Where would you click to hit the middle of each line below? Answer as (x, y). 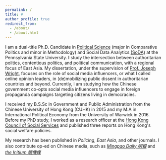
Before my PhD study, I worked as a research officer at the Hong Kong (77, 120)
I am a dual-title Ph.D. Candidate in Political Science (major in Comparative (81, 47)
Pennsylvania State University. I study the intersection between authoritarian (83, 57)
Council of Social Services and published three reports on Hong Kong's (78, 125)
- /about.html (24, 33)
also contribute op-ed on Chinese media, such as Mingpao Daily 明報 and (80, 146)
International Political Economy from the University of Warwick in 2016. (78, 115)
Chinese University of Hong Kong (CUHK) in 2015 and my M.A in (71, 109)
